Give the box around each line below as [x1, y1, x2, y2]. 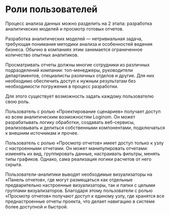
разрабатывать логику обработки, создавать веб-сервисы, [5, 119, 135, 125]
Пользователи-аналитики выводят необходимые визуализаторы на [5, 171, 153, 177]
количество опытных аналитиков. [5, 52, 79, 58]
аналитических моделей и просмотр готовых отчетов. [5, 25, 124, 32]
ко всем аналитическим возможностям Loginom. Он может [5, 113, 136, 120]
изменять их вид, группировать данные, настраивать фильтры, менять [5, 150, 160, 157]
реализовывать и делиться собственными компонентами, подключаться [5, 125, 165, 131]
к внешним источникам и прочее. [5, 130, 79, 136]
